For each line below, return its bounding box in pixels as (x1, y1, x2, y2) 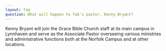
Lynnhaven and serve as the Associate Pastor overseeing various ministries (5, 31, 161, 37)
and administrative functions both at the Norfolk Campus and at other (5, 36, 149, 42)
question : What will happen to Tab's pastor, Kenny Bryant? (5, 12, 134, 17)
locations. (5, 41, 26, 47)
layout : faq (5, 7, 30, 12)
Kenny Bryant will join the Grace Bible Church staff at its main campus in (5, 25, 154, 31)
